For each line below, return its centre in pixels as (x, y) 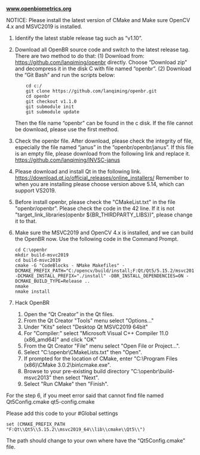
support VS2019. (36, 191)
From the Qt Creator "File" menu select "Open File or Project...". (102, 346)
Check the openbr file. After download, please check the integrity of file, (104, 141)
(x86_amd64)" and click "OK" (60, 340)
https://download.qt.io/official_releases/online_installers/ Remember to (102, 178)
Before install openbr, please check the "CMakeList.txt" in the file (95, 202)
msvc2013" (38, 377)
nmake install (32, 292)
